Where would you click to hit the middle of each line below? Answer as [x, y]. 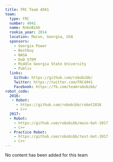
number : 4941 [23, 23]
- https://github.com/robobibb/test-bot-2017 [61, 137]
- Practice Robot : [28, 132]
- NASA [21, 55]
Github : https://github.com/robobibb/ [53, 78]
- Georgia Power [31, 46]
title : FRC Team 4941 [27, 10]
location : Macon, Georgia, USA [41, 37]
